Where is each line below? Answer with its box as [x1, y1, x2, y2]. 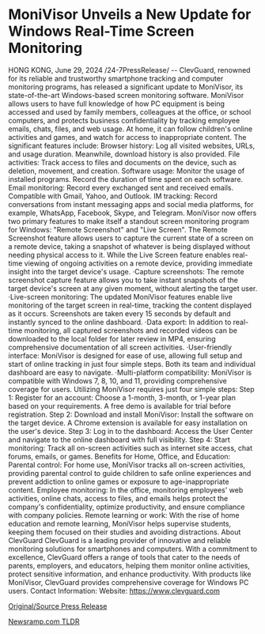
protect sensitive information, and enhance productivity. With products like [8, 569, 252, 579]
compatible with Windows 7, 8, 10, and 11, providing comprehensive [8, 375, 227, 385]
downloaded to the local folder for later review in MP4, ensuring [8, 334, 216, 343]
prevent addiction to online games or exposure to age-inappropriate [8, 477, 229, 486]
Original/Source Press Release [8, 601, 108, 610]
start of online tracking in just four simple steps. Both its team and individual [8, 359, 256, 368]
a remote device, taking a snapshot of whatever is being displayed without [8, 241, 251, 251]
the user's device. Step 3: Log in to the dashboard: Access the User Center [8, 426, 253, 436]
